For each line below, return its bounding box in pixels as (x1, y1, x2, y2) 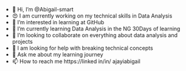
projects (12, 38, 33, 45)
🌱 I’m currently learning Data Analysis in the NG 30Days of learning (12, 25, 181, 32)
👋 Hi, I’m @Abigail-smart (12, 6, 74, 13)
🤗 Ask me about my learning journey (12, 51, 103, 58)
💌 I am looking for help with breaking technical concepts (12, 44, 153, 52)
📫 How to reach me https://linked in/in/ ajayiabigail (12, 58, 141, 65)
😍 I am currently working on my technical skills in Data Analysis (12, 12, 173, 19)
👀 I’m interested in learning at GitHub (12, 19, 105, 25)
